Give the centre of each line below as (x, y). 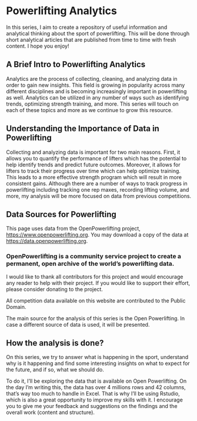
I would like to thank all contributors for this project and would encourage (95, 277)
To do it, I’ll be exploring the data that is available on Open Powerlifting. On (96, 381)
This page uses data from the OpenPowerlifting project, (74, 229)
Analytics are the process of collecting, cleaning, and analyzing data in (92, 78)
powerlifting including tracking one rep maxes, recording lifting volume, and (98, 189)
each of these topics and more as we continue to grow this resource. (89, 110)
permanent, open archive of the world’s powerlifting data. (90, 264)
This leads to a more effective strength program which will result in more (94, 177)
